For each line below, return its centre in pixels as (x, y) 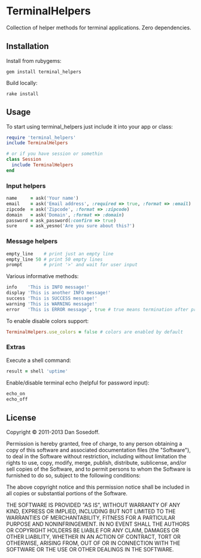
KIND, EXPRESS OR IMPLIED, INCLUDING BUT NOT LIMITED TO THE (91, 511)
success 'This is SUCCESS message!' (52, 298)
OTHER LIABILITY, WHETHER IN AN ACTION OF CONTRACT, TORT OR (93, 537)
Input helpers (26, 185)
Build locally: (22, 83)
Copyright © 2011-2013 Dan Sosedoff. (53, 432)
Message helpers (32, 242)
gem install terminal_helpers (44, 72)
